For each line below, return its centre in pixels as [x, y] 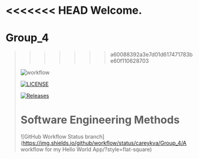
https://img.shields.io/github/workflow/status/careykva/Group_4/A [105, 143]
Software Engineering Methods [100, 120]
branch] [94, 137]
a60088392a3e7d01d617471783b [152, 55]
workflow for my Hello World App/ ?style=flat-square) [86, 149]
